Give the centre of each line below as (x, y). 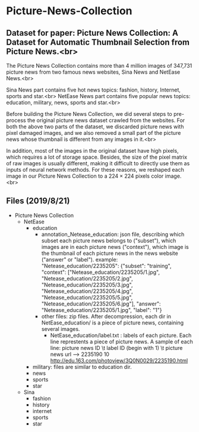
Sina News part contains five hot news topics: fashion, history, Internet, (94, 90)
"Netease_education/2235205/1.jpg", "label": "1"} (102, 310)
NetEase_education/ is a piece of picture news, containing (113, 323)
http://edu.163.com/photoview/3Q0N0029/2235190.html (119, 360)
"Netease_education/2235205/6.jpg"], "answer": (101, 304)
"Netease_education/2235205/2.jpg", (87, 278)
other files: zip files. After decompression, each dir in (106, 316)
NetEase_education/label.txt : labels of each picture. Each (121, 335)
